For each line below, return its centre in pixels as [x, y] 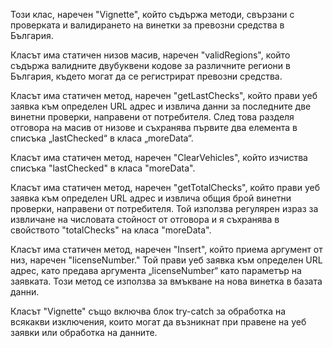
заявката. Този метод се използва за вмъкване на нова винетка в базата [166, 281]
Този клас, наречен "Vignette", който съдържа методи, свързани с [152, 14]
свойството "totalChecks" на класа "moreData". [111, 230]
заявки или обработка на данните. [84, 332]
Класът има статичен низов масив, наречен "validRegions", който [150, 55]
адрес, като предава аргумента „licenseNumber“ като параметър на [156, 270]
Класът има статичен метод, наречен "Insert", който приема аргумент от [166, 249]
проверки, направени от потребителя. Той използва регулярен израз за [164, 208]
